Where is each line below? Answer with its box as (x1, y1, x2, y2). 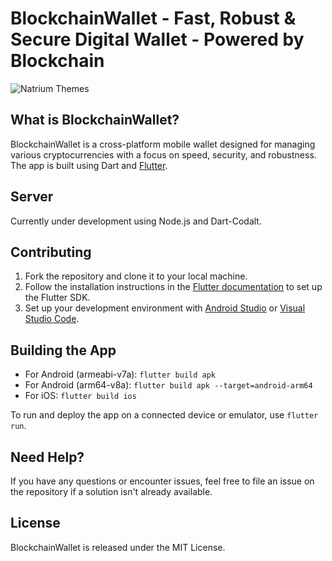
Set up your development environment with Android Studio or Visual (24, 302, 306, 314)
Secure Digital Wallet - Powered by (10, 28, 305, 51)
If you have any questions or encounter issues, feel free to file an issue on (10, 475, 315, 487)
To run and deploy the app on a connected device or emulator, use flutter (10, 409, 319, 421)
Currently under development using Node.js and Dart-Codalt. (10, 215, 262, 227)
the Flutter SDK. (24, 292, 91, 304)
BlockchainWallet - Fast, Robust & (10, 7, 297, 30)
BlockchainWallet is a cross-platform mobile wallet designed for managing (10, 138, 316, 150)
